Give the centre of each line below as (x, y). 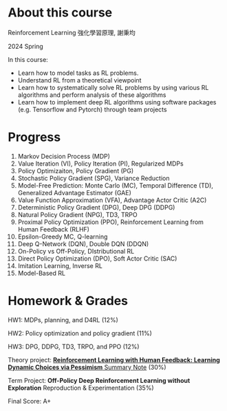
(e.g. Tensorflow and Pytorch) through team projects (92, 109)
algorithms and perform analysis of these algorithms (92, 95)
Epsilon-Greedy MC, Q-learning (63, 236)
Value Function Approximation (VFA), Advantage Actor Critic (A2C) (112, 200)
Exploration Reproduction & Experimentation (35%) (81, 388)
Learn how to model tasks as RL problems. (78, 73)
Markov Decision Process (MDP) (64, 156)
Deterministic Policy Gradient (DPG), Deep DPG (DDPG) (96, 207)
